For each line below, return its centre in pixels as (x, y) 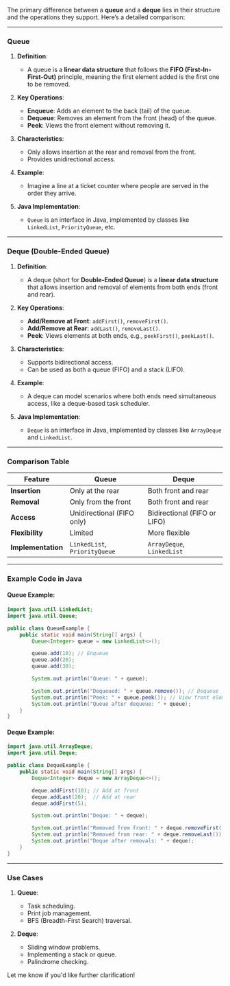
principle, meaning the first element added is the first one (139, 77)
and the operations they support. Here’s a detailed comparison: (96, 17)
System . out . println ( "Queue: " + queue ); (90, 679)
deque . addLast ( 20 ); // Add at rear (84, 797)
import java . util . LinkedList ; (50, 610)
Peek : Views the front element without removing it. (99, 126)
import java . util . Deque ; (42, 753)
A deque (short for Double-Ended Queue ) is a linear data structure (123, 279)
